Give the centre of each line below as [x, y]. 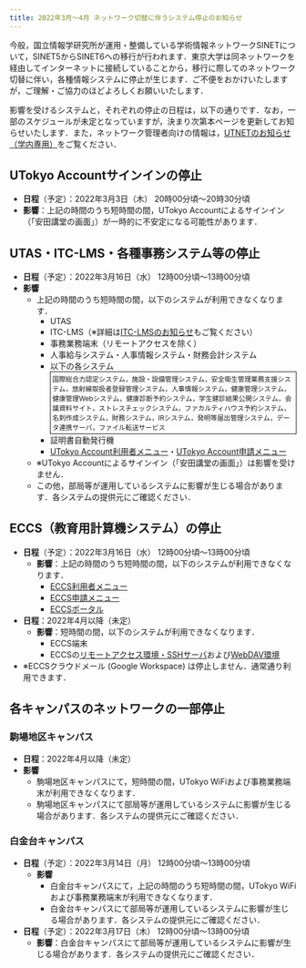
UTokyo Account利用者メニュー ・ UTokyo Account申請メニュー [168, 452]
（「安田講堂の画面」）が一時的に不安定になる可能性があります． [142, 222]
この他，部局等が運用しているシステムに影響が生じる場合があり [156, 486]
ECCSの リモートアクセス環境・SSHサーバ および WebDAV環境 [165, 654]
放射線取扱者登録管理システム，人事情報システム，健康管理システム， [181, 389]
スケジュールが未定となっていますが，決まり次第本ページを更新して [152, 121]
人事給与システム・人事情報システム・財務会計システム [153, 355]
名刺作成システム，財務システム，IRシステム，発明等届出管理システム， [165, 418]
